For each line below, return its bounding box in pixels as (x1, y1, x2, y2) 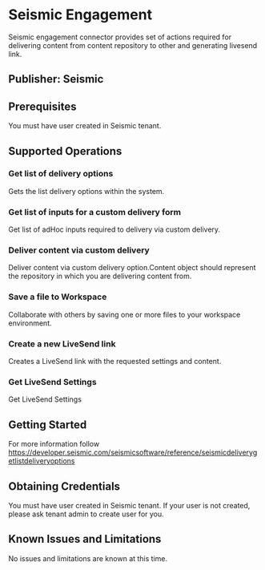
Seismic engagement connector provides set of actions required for (8, 32, 232, 42)
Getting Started (8, 418, 87, 431)
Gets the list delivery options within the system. (8, 186, 165, 196)
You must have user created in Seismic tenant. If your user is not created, (8, 500, 251, 510)
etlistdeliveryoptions (8, 456, 75, 466)
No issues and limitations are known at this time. (8, 553, 168, 563)
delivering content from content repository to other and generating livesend (8, 40, 258, 50)
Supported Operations (8, 144, 122, 158)
